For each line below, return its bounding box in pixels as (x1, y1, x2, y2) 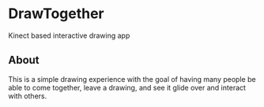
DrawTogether (8, 5, 104, 23)
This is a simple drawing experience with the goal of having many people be (8, 74, 256, 83)
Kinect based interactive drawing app (8, 31, 130, 40)
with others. (8, 91, 47, 101)
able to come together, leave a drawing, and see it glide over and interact (8, 83, 247, 92)
